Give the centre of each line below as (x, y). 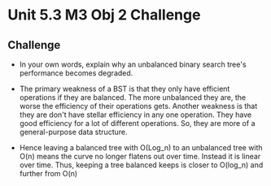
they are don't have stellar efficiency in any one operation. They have (135, 115)
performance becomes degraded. (76, 73)
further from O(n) (48, 173)
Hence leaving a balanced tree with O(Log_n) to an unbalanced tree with (141, 147)
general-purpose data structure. (73, 132)
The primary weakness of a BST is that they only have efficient (125, 89)
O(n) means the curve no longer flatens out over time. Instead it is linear (140, 156)
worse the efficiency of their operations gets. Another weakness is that (138, 106)
